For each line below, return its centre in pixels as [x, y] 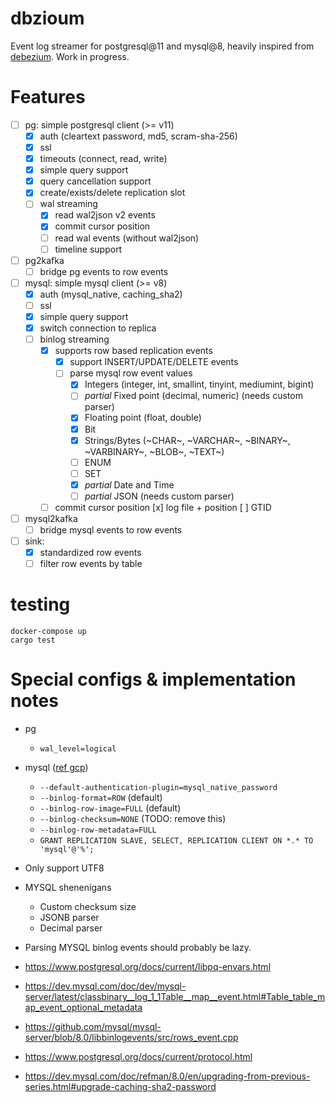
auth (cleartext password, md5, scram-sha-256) [138, 136]
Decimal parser [71, 928]
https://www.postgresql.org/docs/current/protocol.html [138, 1057]
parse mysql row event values [131, 373]
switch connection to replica [98, 328]
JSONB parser [69, 918]
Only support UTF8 [64, 868]
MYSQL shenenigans [68, 888]
